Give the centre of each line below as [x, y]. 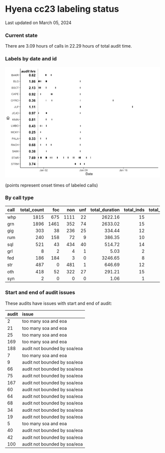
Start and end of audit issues [40, 293]
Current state [21, 35]
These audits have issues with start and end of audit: [58, 303]
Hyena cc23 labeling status [62, 9]
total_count [32, 210]
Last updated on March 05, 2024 [38, 23]
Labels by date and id [31, 59]
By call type [19, 198]
